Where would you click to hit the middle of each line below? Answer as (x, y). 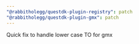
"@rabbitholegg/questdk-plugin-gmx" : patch (63, 17)
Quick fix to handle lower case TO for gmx (60, 34)
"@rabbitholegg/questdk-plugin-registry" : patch (69, 12)
